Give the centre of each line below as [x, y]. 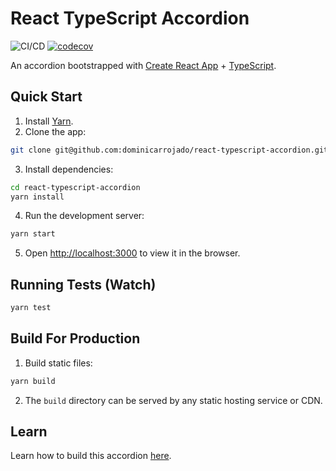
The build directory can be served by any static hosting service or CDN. [173, 400]
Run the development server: [84, 216]
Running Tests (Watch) [83, 284]
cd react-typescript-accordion [75, 187]
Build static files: [58, 363]
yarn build [33, 381]
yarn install [37, 197]
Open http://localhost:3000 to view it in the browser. [132, 253]
